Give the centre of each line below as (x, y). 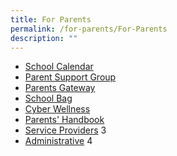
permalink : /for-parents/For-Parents (89, 29)
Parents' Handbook (64, 120)
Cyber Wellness (57, 109)
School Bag (48, 98)
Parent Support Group (70, 77)
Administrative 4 (58, 141)
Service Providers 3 (65, 130)
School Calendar (59, 67)
